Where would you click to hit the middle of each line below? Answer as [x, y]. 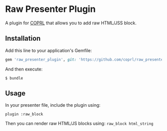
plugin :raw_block [24, 114]
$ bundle [14, 78]
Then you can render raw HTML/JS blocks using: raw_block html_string [79, 124]
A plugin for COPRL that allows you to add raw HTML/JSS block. [71, 23]
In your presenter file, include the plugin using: [53, 105]
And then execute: [24, 69]
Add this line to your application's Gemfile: [48, 50]
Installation [23, 38]
